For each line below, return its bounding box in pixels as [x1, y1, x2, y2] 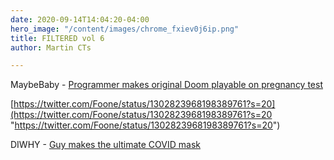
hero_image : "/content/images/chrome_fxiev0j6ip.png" [10, 24, 240, 34]
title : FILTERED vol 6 [10, 33, 105, 43]
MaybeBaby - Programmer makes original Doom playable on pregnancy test [10, 79, 323, 91]
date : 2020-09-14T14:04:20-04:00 [10, 14, 150, 25]
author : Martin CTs [10, 42, 92, 53]
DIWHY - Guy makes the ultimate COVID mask [10, 139, 201, 151]
